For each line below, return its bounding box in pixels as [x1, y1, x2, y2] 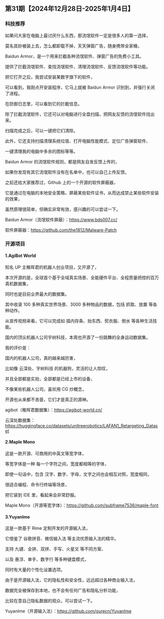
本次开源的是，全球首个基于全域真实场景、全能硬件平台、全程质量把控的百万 [5, 275, 159, 280]
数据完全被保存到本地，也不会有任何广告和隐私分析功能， [5, 587, 121, 594]
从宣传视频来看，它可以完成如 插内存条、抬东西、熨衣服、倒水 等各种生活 [5, 318, 153, 323]
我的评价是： [5, 344, 31, 350]
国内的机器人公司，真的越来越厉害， [5, 355, 78, 361]
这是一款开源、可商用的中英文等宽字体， [5, 451, 86, 457]
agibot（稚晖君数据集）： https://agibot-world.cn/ [5, 407, 102, 413]
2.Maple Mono [5, 439, 35, 445]
